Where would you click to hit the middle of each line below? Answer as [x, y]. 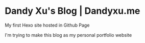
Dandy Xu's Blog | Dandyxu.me [72, 11]
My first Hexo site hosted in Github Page [47, 25]
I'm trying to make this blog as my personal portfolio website [68, 35]
